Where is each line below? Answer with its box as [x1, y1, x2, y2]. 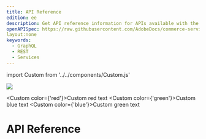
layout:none [6, 32, 37, 38]
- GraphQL [12, 43, 37, 49]
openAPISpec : [6, 26, 40, 32]
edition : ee [6, 15, 37, 21]
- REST [12, 49, 29, 55]
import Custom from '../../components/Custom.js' [6, 71, 131, 78]
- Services [12, 54, 40, 60]
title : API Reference [6, 9, 62, 15]
